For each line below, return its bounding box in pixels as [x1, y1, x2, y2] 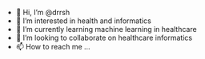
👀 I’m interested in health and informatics [15, 16, 152, 26]
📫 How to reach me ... [15, 42, 90, 51]
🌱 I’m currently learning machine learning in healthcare [15, 25, 198, 33]
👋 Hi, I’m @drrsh [15, 8, 70, 17]
